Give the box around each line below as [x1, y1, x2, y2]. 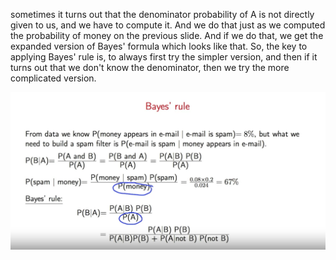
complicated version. [10, 72, 97, 84]
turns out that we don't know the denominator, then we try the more [10, 62, 290, 73]
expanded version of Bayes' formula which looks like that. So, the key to [10, 40, 308, 52]
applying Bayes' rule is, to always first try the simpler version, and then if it [10, 51, 318, 63]
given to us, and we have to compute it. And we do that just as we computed [10, 19, 326, 31]
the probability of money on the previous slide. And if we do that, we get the [10, 30, 324, 41]
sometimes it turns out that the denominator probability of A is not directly [10, 9, 315, 20]
